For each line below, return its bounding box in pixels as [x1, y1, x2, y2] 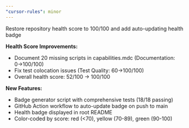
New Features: [5, 84, 43, 92]
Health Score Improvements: [5, 43, 78, 50]
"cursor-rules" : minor [5, 8, 62, 15]
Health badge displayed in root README [14, 108, 113, 116]
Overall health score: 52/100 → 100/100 [14, 73, 111, 80]
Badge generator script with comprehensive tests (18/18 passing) [14, 96, 174, 103]
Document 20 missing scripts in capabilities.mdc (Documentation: [14, 54, 175, 61]
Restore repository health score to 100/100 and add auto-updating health [5, 25, 184, 32]
